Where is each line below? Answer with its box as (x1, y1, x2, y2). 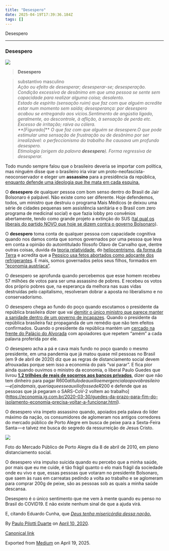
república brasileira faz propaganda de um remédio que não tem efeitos (5, 320, 154, 326)
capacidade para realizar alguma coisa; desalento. (17, 94, 125, 101)
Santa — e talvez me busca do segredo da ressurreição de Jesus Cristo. (5, 425, 154, 431)
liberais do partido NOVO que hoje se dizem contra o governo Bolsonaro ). (5, 221, 158, 227)
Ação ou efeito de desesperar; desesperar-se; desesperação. (17, 84, 146, 90)
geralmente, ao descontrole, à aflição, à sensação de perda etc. (17, 116, 152, 122)
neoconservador (5, 174, 40, 180)
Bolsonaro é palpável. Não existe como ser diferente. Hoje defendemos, (5, 194, 154, 200)
